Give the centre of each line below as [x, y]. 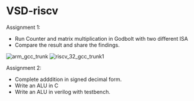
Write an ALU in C [36, 85]
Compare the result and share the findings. [67, 45]
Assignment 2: [24, 68]
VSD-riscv [32, 11]
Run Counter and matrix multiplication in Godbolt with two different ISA [101, 38]
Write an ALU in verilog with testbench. [63, 92]
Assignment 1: [23, 27]
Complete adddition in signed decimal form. [68, 79]
